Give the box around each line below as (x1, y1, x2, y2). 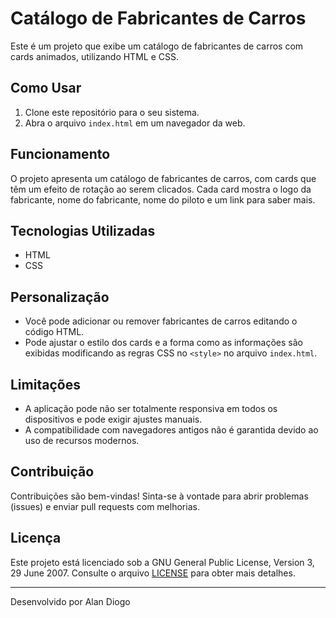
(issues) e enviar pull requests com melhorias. (10, 500, 200, 512)
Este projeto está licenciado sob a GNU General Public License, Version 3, (10, 556, 315, 568)
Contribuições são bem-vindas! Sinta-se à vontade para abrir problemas (10, 490, 309, 502)
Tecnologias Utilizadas (10, 222, 156, 239)
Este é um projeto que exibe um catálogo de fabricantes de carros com (10, 40, 304, 52)
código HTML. (24, 326, 85, 338)
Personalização (10, 288, 110, 306)
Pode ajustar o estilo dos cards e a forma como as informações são (24, 337, 303, 349)
